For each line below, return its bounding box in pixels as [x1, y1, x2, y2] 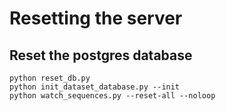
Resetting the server [9, 7, 183, 30]
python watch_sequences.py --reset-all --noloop [9, 91, 216, 101]
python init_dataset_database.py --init [9, 82, 181, 92]
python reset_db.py [9, 73, 91, 83]
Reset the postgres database [9, 47, 193, 64]
